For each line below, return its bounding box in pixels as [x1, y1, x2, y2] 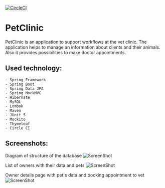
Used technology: [5, 64, 62, 73]
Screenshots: [5, 139, 49, 148]
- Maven [5, 108, 22, 113]
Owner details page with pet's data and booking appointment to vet [5, 172, 144, 178]
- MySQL [5, 99, 22, 104]
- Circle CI [5, 125, 30, 130]
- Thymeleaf [5, 121, 30, 126]
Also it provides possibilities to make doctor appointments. [5, 49, 126, 55]
